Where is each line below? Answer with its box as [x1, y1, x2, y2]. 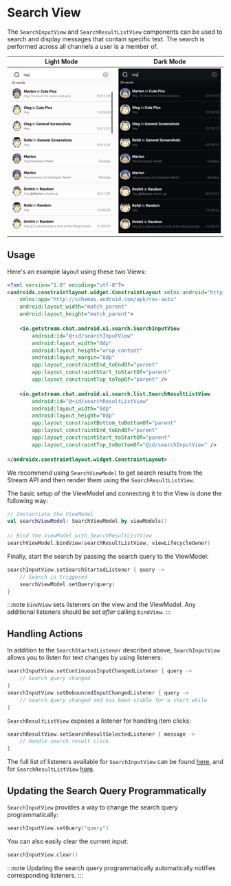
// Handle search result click [19, 738, 109, 745]
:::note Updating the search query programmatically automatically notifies [7, 863, 216, 872]
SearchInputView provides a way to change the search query [7, 803, 179, 811]
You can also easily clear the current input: [7, 837, 129, 845]
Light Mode [44, 57, 78, 66]
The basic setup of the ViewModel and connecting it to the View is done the [7, 489, 222, 497]
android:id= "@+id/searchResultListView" [32, 398, 149, 404]
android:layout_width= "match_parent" [19, 303, 128, 311]
